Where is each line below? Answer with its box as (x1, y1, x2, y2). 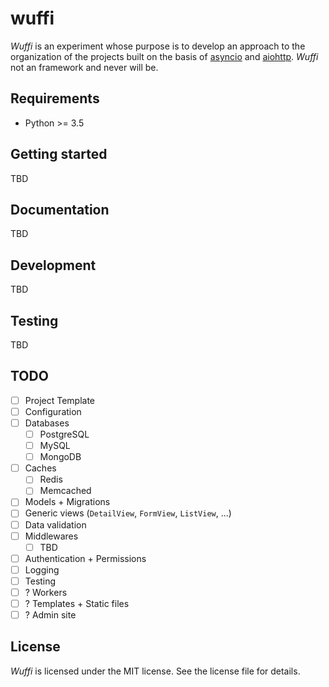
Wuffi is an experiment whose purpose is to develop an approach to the (10, 40, 306, 52)
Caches (24, 462, 57, 474)
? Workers (24, 586, 68, 598)
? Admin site (24, 609, 77, 621)
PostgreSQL (39, 428, 90, 440)
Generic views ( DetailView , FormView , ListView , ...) (24, 507, 232, 519)
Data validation (24, 518, 87, 531)
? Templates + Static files (24, 597, 130, 609)
